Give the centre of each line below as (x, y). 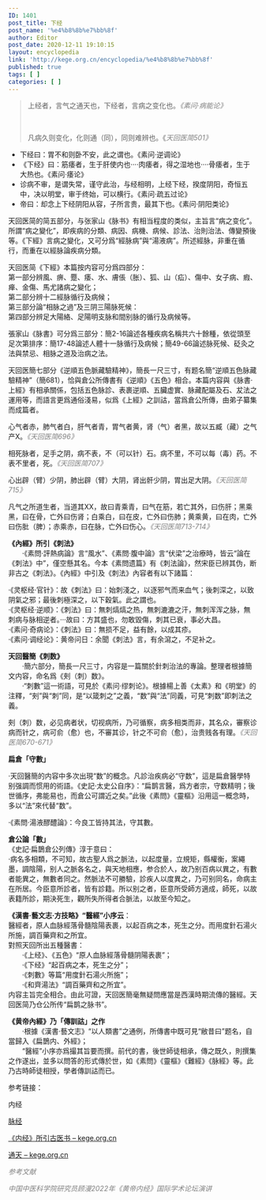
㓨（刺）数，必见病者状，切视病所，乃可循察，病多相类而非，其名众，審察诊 (133, 722)
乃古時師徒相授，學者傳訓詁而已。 (64, 1070)
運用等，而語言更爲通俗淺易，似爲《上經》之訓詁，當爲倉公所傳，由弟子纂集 (133, 400)
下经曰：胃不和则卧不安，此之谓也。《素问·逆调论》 (102, 154)
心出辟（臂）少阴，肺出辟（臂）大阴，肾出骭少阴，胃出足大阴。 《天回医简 (127, 480)
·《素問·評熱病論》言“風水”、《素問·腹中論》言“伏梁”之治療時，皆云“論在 (136, 553)
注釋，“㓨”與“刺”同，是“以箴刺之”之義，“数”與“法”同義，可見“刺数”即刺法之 (130, 695)
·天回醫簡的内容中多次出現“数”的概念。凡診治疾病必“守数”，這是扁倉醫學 (126, 776)
